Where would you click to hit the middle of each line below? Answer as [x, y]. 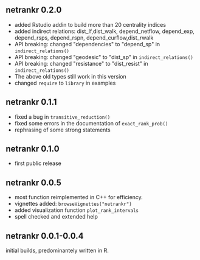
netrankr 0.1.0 [33, 149]
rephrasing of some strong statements [62, 130]
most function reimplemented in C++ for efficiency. [79, 197]
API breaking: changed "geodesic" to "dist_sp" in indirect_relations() [104, 57]
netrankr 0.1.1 [31, 102]
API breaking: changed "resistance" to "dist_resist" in [81, 63]
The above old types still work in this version [70, 76]
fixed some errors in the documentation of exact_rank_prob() [91, 123]
